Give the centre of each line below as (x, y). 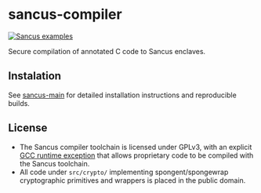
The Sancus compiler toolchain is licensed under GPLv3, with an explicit (136, 147)
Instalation (34, 76)
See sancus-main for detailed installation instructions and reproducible (122, 95)
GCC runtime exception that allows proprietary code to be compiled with (136, 155)
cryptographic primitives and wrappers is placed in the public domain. (132, 180)
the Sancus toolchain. (54, 163)
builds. (19, 103)
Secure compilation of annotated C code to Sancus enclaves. (107, 51)
